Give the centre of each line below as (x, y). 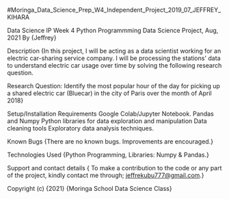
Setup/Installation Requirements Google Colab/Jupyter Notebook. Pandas (110, 114)
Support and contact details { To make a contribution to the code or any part (114, 168)
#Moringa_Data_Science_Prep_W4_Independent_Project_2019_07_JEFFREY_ (114, 10)
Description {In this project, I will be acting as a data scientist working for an (114, 51)
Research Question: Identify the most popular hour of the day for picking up (114, 86)
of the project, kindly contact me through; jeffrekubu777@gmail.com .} (106, 175)
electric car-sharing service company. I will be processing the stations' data (114, 58)
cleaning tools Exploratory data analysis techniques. (80, 128)
